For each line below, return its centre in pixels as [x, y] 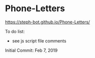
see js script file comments [39, 41]
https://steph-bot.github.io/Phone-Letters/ [47, 22]
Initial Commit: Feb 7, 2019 [31, 50]
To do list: [15, 31]
